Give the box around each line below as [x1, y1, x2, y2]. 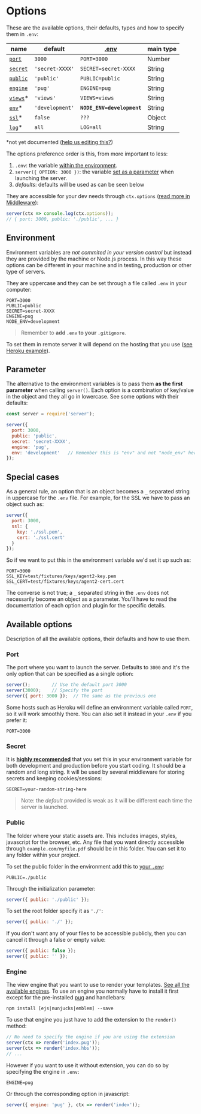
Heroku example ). [6, 347, 50, 354]
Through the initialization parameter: [6, 885, 96, 892]
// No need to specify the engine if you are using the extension [6, 1034, 175, 1040]
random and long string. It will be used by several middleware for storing [6, 768, 185, 775]
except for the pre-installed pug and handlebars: [6, 994, 126, 1001]
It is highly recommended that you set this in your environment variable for [6, 756, 192, 763]
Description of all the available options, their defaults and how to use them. [6, 635, 191, 643]
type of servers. [6, 268, 46, 275]
